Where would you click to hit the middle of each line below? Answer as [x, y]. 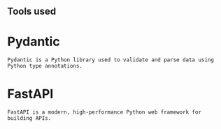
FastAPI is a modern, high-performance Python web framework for [104, 112]
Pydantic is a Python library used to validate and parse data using [111, 60]
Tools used [32, 12]
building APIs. [29, 119]
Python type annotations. [45, 66]
